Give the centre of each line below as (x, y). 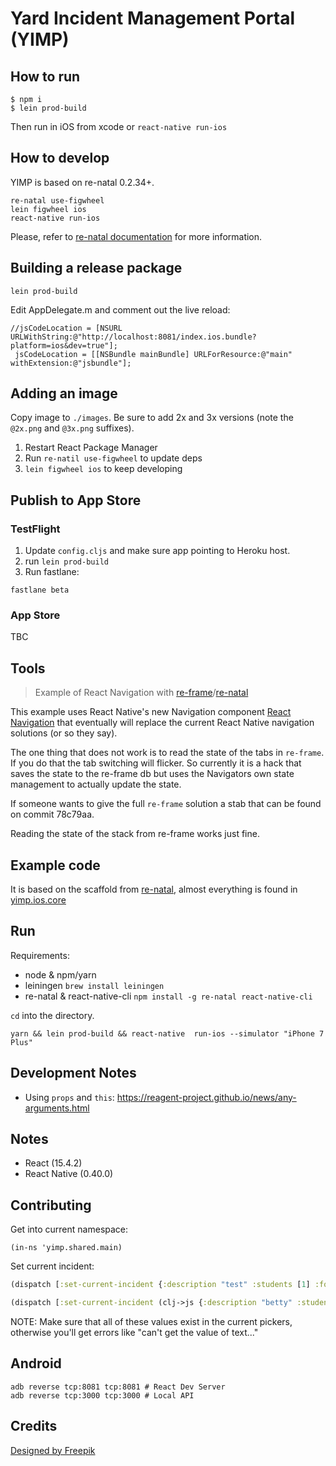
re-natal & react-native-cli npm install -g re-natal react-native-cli (168, 996)
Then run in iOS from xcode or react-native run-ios (119, 126)
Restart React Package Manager (91, 448)
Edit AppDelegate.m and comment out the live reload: (120, 309)
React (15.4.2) (53, 1163)
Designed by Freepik (53, 1450)
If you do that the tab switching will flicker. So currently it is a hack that (156, 763)
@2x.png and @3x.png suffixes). (72, 428)
